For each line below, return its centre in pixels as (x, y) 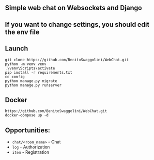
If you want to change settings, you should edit (77, 24)
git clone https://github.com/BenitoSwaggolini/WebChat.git (67, 60)
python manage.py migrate (31, 81)
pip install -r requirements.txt (39, 72)
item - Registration (31, 152)
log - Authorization (31, 147)
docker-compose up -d (27, 115)
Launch (16, 49)
